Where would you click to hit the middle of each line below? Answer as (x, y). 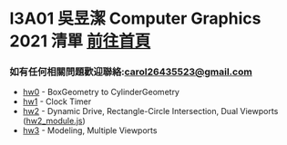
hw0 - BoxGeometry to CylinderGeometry (101, 92)
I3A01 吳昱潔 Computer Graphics (135, 19)
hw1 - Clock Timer (57, 101)
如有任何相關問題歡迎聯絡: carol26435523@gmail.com (131, 72)
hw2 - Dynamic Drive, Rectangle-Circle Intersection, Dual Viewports (150, 111)
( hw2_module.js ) (54, 121)
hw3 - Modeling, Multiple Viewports (90, 130)
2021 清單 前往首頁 (80, 41)
